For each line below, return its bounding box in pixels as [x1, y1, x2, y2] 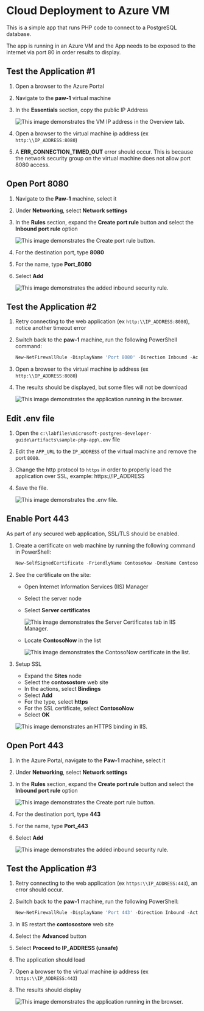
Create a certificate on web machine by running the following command [15, 541, 195, 549]
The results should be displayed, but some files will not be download [15, 384, 188, 391]
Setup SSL [15, 660, 42, 668]
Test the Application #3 [6, 863, 97, 874]
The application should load [15, 956, 85, 963]
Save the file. [15, 484, 49, 491]
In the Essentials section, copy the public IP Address [15, 106, 148, 113]
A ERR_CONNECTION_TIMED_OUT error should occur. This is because [15, 148, 194, 155]
